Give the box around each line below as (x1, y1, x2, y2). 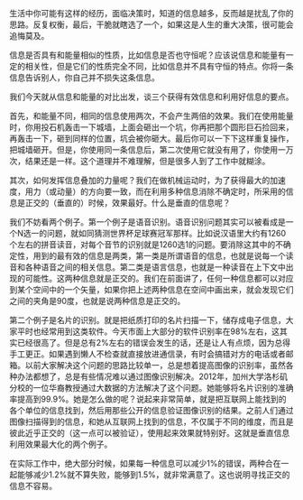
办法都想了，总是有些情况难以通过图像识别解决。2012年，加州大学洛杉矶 (16, 371, 289, 382)
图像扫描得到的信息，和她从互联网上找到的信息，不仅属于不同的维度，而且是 (9, 416, 294, 427)
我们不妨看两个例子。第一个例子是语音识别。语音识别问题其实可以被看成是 (9, 217, 286, 227)
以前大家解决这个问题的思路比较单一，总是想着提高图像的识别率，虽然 (24, 360, 286, 370)
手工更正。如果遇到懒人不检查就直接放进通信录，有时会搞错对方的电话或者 (9, 348, 286, 359)
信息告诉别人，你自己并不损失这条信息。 (9, 72, 160, 83)
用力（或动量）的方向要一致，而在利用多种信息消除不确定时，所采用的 (24, 186, 286, 197)
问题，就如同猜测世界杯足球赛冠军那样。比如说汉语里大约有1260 (46, 228, 287, 238)
